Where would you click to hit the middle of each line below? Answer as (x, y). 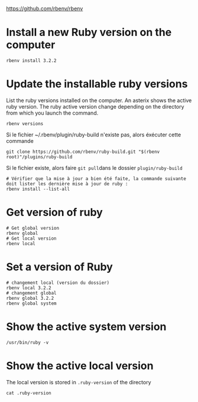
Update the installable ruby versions (97, 84)
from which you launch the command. (52, 113)
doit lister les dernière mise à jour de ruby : (67, 184)
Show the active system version (86, 326)
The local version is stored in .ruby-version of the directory (79, 382)
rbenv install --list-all (38, 189)
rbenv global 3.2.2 (30, 298)
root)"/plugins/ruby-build (39, 157)
